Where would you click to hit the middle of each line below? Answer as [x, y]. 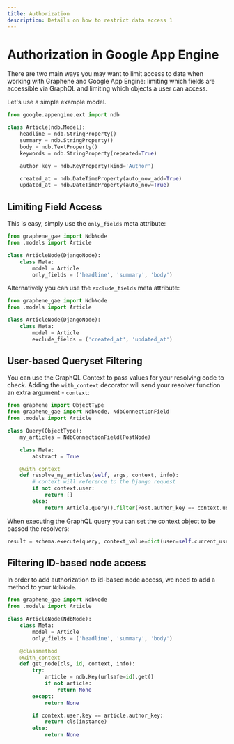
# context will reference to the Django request [104, 482]
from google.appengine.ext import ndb [63, 115]
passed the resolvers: [38, 528]
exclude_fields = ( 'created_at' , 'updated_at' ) [102, 339]
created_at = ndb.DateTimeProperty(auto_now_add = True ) [101, 178]
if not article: [68, 683]
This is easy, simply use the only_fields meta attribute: [87, 224]
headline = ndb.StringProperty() [68, 134]
